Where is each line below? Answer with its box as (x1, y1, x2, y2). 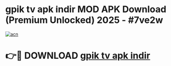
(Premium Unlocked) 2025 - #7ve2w (5, 14, 163, 26)
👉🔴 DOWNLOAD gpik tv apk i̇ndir (5, 50, 151, 61)
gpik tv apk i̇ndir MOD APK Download (5, 4, 166, 15)
